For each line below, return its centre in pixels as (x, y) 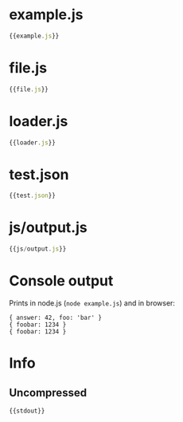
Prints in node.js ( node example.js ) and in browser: (92, 303)
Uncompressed (48, 392)
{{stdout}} (27, 411)
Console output (61, 281)
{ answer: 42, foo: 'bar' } (56, 317)
